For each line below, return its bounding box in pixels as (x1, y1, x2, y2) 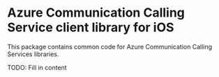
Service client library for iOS (7, 19, 174, 35)
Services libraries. (7, 50, 59, 58)
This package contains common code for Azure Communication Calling (7, 42, 213, 51)
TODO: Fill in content (7, 63, 68, 71)
